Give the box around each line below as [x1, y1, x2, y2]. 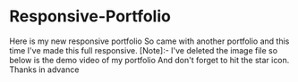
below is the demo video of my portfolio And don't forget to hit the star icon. [9, 54, 290, 65]
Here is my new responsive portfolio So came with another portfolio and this [9, 36, 290, 46]
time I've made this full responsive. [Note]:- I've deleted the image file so [9, 45, 278, 55]
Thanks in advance [9, 64, 80, 75]
